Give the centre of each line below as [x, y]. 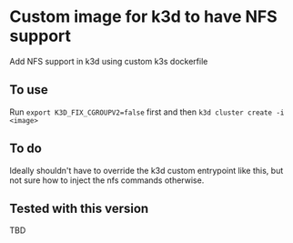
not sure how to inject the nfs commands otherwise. [107, 180]
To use [29, 90]
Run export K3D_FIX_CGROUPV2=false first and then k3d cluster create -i [147, 112]
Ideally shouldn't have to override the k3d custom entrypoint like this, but [146, 170]
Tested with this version [79, 208]
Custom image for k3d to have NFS [143, 17]
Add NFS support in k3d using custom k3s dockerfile [109, 61]
